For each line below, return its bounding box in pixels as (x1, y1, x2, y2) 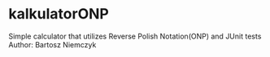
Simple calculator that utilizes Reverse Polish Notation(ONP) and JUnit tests (8, 31, 262, 41)
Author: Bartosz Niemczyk (8, 39, 97, 49)
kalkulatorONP (8, 5, 110, 23)
